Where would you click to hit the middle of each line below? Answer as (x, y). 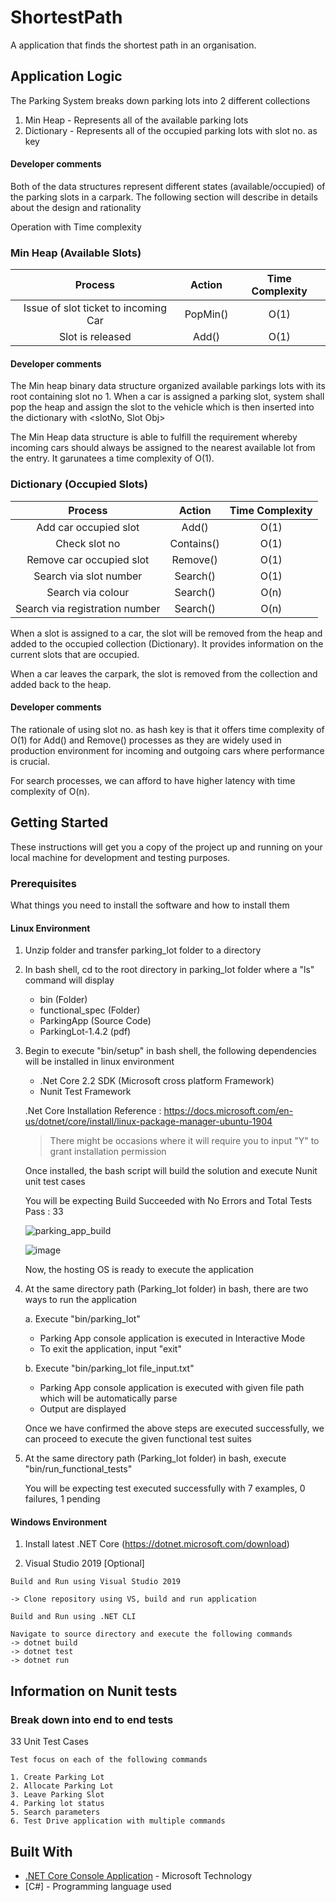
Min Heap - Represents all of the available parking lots (136, 120)
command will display (69, 980)
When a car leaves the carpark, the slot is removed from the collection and (164, 673)
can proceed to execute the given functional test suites (138, 1439)
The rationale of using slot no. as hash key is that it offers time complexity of (167, 729)
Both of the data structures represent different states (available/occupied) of (168, 186)
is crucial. (30, 761)
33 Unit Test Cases (49, 1742)
